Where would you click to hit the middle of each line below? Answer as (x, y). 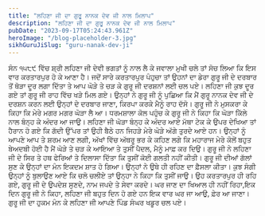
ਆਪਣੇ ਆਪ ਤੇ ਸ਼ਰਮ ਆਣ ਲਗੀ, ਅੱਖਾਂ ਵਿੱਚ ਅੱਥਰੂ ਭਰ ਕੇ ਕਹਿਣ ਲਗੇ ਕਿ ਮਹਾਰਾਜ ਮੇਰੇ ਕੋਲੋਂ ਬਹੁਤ (130, 139)
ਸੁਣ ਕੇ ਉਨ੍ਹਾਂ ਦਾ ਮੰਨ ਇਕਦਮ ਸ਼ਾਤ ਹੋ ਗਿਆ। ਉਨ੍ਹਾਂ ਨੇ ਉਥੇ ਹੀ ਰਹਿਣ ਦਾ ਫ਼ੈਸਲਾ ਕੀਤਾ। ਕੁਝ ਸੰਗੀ (132, 167)
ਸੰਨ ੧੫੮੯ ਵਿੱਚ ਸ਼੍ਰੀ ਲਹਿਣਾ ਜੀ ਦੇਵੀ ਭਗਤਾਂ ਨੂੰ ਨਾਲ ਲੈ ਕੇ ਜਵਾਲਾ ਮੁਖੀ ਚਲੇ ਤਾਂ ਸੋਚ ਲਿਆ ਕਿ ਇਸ (132, 68)
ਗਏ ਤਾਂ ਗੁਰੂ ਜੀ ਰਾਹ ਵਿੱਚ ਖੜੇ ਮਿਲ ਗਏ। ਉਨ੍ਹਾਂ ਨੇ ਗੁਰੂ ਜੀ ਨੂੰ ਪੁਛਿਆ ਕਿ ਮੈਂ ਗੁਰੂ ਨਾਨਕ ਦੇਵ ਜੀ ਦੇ (131, 95)
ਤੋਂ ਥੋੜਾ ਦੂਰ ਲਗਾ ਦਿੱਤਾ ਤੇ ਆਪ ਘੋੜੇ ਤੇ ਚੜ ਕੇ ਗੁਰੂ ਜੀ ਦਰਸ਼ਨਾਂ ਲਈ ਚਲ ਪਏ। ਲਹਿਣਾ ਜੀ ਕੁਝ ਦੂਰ (131, 86)
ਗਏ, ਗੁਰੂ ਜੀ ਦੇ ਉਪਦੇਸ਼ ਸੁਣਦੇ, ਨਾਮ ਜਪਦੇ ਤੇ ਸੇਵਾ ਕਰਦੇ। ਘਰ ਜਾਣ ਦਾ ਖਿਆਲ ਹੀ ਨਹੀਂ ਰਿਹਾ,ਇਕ (132, 185)
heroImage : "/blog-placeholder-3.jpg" (72, 38)
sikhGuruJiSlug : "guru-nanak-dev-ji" (71, 45)
